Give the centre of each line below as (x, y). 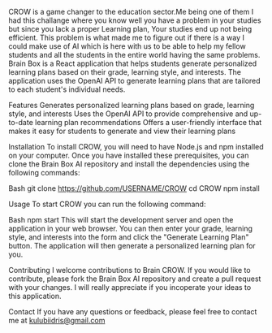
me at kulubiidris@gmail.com (57, 320)
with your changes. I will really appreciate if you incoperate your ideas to (130, 287)
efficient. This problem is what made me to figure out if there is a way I (127, 37)
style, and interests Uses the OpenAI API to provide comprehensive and (128, 114)
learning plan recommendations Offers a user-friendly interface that (149, 122)
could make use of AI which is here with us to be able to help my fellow (127, 46)
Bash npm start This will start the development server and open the (121, 220)
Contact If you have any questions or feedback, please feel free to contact (133, 311)
